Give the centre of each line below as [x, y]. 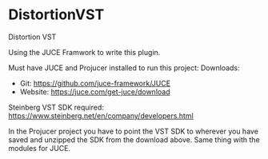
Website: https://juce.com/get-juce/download [95, 91]
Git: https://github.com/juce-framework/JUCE [95, 83]
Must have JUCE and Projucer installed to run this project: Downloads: [124, 68]
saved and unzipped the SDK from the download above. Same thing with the [134, 139]
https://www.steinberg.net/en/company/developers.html [101, 115]
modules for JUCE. [39, 148]
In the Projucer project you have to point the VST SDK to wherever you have [133, 131]
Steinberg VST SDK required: [56, 107]
